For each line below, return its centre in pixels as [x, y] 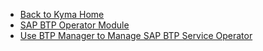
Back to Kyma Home [62, 14]
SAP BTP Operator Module [74, 25]
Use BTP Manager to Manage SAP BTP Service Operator [136, 35]
